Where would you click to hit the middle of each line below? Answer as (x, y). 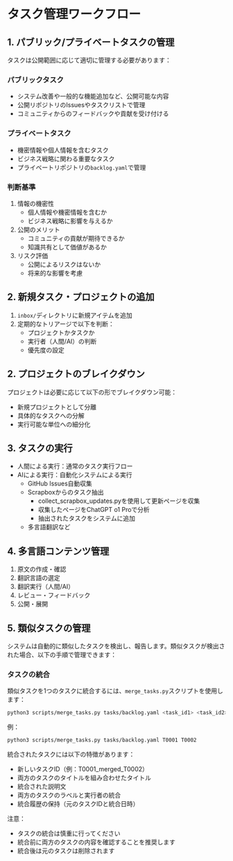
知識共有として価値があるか (67, 247)
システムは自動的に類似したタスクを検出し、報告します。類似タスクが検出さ (116, 646)
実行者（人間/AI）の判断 (62, 341)
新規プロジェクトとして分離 (57, 407)
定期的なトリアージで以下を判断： (66, 323)
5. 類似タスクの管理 (49, 628)
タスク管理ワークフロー (74, 14)
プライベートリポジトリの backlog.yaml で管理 (81, 167)
